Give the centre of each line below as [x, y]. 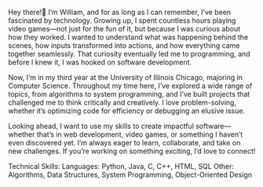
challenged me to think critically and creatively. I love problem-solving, [122, 103]
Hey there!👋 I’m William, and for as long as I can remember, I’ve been [120, 12]
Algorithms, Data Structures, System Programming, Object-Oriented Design [130, 174]
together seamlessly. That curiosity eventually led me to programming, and [129, 54]
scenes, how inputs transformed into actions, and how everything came [124, 46]
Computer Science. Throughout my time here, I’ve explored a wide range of [130, 86]
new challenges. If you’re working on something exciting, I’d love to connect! [132, 151]
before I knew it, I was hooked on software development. [100, 62]
